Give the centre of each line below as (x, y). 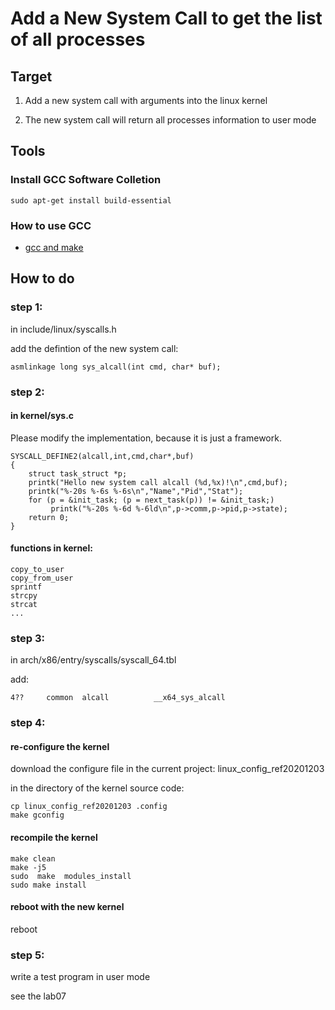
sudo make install (48, 885)
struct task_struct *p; (78, 473)
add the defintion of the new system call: (94, 348)
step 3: (27, 638)
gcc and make (54, 247)
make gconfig (37, 815)
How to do (42, 278)
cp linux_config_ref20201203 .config (89, 807)
